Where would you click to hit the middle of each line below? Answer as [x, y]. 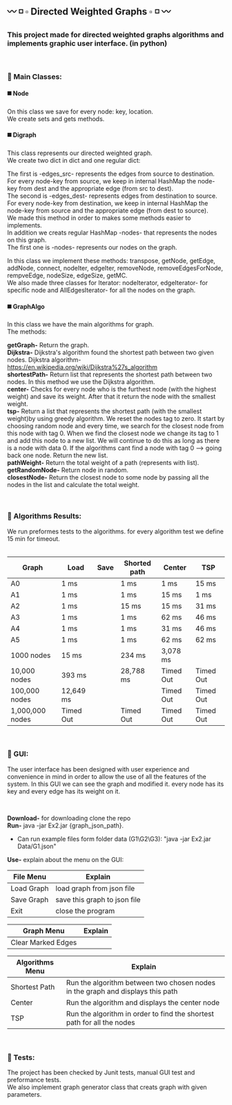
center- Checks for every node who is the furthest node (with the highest [112, 390]
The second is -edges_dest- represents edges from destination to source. [112, 196]
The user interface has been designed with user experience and [98, 769]
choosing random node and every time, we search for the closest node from [116, 426]
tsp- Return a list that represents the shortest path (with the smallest [105, 411]
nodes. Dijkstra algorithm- [44, 360]
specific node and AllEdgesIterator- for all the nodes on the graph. [101, 290]
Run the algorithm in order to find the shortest [140, 1014]
